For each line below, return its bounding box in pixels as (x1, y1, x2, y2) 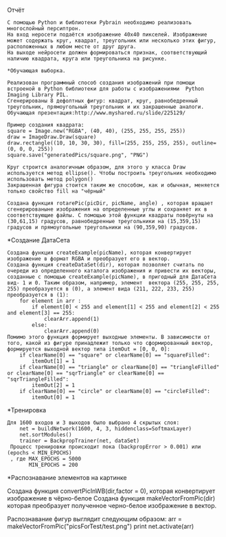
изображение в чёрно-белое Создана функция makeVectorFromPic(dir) (7, 494, 215, 502)
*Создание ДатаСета (7, 236, 71, 244)
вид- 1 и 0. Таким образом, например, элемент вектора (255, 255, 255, (7, 280, 220, 286)
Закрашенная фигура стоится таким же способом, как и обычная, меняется (7, 182, 220, 189)
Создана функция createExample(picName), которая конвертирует (7, 249, 192, 256)
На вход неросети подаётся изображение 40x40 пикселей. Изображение (7, 31, 207, 38)
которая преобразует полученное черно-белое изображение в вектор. (7, 502, 217, 509)
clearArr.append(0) (43, 328, 100, 335)
